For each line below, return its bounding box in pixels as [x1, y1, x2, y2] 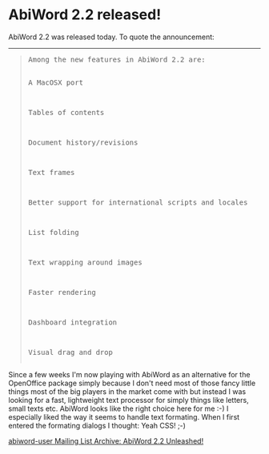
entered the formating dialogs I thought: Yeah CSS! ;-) [8, 420, 187, 430]
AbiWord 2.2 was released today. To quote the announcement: [8, 32, 215, 42]
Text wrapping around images [27, 257, 143, 267]
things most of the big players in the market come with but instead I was [8, 386, 247, 396]
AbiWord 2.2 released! [8, 6, 162, 24]
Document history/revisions [27, 137, 139, 147]
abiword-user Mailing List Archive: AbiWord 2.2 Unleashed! [8, 436, 204, 445]
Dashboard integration [27, 317, 118, 327]
